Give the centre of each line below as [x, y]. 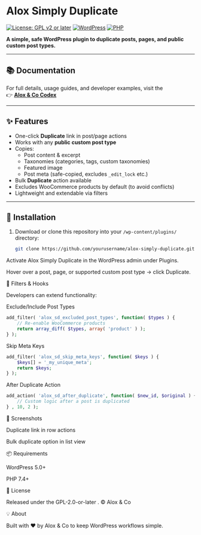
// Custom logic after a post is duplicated [73, 402]
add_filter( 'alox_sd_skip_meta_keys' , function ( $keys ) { [83, 357]
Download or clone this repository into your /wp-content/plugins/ [96, 232]
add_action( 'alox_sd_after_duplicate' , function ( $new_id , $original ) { [101, 396]
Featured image [43, 167]
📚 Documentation [41, 71]
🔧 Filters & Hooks [28, 284]
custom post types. [31, 45]
